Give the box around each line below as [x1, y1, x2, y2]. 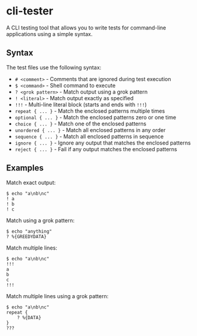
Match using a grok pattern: [6, 217, 75, 224]
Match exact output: [6, 179, 56, 186]
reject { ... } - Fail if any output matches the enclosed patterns [14, 145, 178, 152]
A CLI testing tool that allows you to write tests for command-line [6, 24, 166, 31]
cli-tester [6, 4, 54, 18]
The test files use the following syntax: [6, 64, 102, 71]
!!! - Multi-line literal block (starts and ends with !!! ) [14, 101, 147, 108]
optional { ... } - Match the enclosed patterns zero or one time [14, 113, 177, 121]
